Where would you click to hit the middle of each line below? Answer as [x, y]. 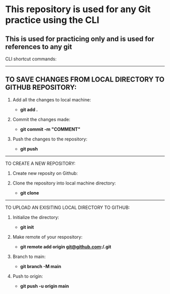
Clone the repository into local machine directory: [64, 183]
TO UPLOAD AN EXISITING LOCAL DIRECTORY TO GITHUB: [68, 207]
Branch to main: [29, 256]
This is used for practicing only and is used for [80, 39]
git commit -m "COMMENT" [50, 129]
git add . [29, 109]
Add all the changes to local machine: [52, 99]
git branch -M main [41, 266]
